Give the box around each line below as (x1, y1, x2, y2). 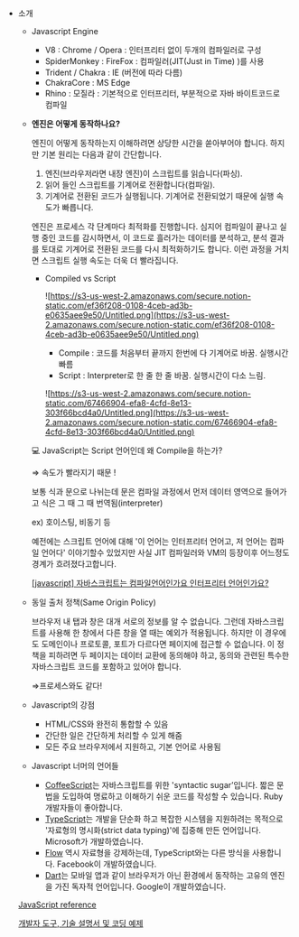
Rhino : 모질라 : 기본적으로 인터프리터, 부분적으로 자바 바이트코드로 (44, 88, 281, 98)
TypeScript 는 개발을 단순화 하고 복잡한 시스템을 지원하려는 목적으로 (44, 813, 284, 824)
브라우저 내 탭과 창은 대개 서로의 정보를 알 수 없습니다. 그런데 (31, 617, 246, 626)
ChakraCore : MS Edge (44, 78, 131, 88)
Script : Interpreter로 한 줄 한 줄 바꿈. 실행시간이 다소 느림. (58, 370, 266, 381)
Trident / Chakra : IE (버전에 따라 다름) (44, 67, 183, 78)
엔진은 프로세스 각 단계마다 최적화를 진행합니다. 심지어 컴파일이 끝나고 (31, 221, 278, 232)
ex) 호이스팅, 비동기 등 (31, 517, 111, 527)
